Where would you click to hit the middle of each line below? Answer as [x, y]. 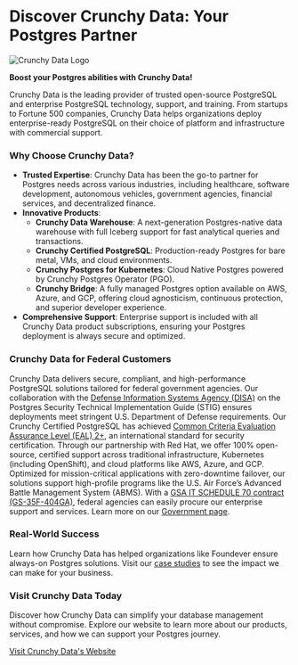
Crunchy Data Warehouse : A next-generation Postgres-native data [159, 222]
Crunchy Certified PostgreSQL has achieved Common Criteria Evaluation [142, 426]
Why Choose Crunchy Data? [72, 155]
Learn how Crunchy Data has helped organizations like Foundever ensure [144, 554]
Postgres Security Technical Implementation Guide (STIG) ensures [131, 406]
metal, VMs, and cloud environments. [104, 260]
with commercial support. [56, 132]
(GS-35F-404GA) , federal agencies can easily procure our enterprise [136, 502]
